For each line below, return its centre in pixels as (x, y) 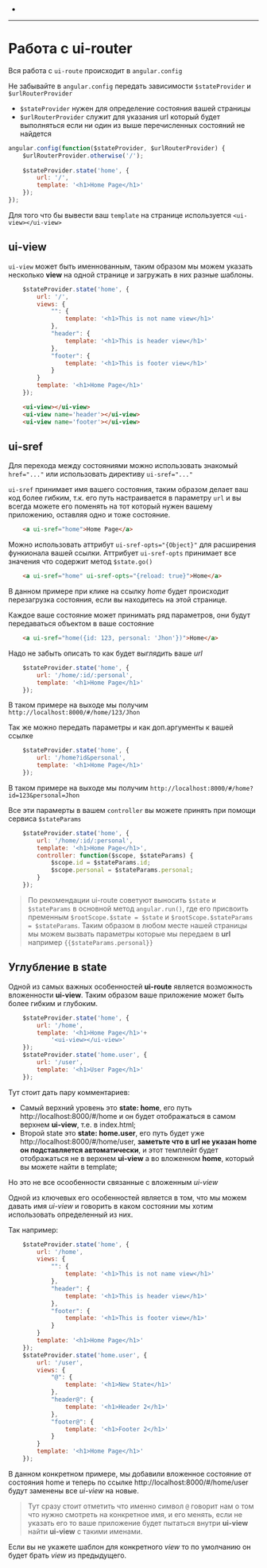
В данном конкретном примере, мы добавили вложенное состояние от (130, 1473)
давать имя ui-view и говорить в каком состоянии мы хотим (111, 1206)
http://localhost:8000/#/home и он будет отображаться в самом (128, 1116)
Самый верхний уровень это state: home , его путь (106, 1107)
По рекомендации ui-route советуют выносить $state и (122, 900)
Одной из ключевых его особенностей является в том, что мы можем (128, 1198)
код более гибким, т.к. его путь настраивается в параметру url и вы (125, 498)
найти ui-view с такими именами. (85, 1531)
